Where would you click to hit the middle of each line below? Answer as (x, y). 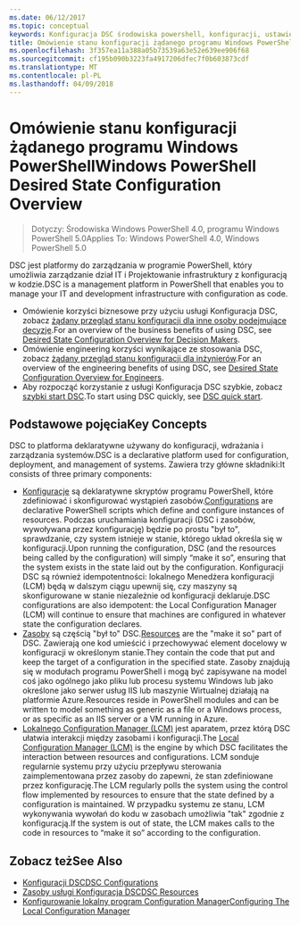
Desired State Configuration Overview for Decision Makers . (131, 339)
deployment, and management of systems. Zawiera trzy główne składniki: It (147, 464)
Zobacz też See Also (66, 861)
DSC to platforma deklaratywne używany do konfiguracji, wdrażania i (136, 446)
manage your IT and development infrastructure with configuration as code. (149, 293)
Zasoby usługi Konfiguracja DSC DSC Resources (110, 892)
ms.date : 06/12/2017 (48, 17)
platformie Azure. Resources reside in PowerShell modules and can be (150, 700)
